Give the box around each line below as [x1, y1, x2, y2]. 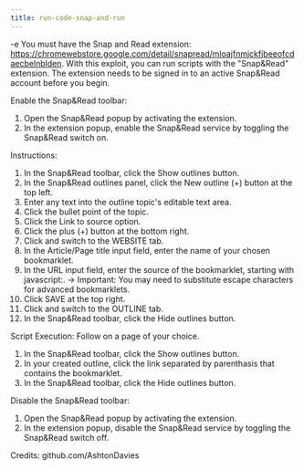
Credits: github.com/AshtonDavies [10, 449, 140, 461]
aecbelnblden [10, 57, 62, 68]
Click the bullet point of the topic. [23, 206, 150, 217]
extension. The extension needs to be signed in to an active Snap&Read [10, 68, 280, 78]
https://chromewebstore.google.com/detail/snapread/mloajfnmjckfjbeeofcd [10, 47, 295, 59]
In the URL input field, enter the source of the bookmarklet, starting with [23, 264, 295, 275]
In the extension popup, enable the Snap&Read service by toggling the [23, 122, 289, 133]
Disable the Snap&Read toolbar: [10, 394, 131, 406]
